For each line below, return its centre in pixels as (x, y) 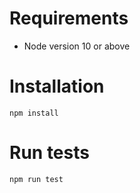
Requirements (69, 18)
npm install (34, 113)
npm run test (36, 179)
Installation (57, 86)
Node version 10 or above (77, 46)
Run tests (49, 153)
